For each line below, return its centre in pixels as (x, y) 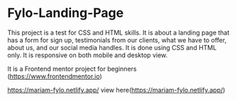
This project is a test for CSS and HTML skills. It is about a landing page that (118, 32)
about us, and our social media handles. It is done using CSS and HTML (112, 47)
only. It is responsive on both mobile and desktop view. (88, 55)
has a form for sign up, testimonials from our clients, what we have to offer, (117, 40)
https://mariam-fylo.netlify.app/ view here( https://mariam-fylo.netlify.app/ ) (116, 90)
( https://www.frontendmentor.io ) (55, 76)
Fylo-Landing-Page (66, 13)
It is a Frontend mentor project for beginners (72, 69)
